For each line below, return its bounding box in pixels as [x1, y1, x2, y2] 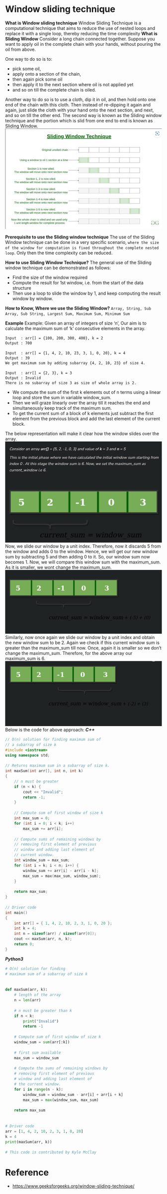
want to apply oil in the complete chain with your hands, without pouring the [5, 41, 161, 47]
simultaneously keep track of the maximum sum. [12, 405, 112, 411]
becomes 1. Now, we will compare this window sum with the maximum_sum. [5, 559, 161, 565]
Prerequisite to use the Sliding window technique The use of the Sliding [5, 234, 155, 240]
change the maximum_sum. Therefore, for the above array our [5, 651, 133, 656]
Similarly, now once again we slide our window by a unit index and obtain [5, 635, 155, 641]
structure [12, 285, 31, 291]
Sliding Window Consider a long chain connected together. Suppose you [5, 36, 155, 42]
